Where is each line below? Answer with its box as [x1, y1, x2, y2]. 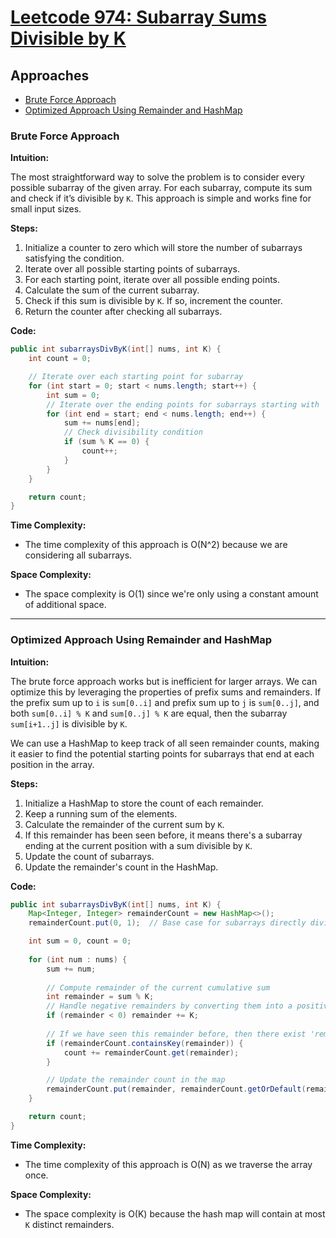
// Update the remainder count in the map [46, 1075, 226, 1085]
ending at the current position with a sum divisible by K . [24, 839, 253, 851]
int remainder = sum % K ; [46, 992, 155, 1002]
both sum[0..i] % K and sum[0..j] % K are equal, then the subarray [10, 707, 288, 719]
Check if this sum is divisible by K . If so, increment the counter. [24, 295, 283, 307]
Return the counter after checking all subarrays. [24, 306, 223, 318]
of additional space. [24, 599, 107, 611]
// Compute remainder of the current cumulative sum [46, 982, 271, 993]
